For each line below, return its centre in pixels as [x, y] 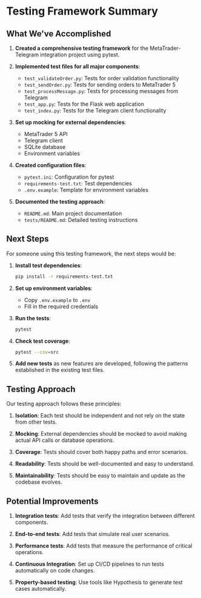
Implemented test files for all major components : [77, 66]
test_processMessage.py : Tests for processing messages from [101, 91]
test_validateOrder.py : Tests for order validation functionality [102, 78]
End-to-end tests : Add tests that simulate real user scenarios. [93, 534]
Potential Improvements [52, 501]
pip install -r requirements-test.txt [64, 277]
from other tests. [36, 422]
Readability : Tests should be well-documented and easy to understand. [105, 464]
